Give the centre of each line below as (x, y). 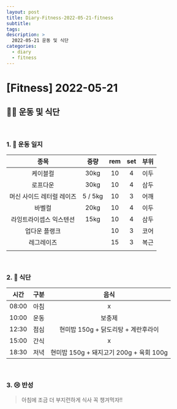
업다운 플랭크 (43, 231)
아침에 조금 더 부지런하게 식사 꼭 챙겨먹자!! (72, 400)
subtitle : (19, 23)
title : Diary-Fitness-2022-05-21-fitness (60, 18)
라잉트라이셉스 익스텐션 (43, 220)
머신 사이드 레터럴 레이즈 (43, 196)
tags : (13, 29)
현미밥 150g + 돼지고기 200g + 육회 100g (109, 353)
